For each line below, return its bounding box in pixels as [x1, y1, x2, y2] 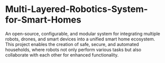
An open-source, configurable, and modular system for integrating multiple [5, 30, 160, 36]
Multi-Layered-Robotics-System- [5, 3, 148, 15]
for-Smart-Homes [5, 14, 82, 25]
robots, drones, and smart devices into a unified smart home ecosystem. [5, 36, 155, 42]
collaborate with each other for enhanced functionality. [5, 51, 119, 58]
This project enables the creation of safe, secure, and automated [5, 41, 139, 47]
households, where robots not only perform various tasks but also [5, 46, 141, 52]
